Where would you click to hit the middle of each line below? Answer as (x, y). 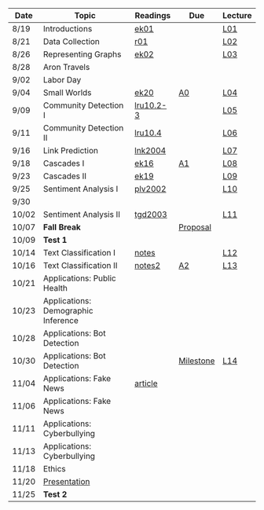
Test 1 (55, 240)
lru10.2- (151, 105)
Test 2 (55, 494)
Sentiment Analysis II (81, 214)
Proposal (195, 227)
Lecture (237, 15)
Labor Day (62, 80)
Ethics (55, 469)
